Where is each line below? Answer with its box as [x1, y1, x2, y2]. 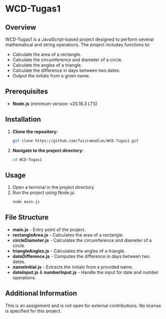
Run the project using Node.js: [12, 189, 75, 196]
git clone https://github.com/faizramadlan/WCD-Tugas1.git [12, 138, 139, 143]
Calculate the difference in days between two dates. [12, 67, 120, 73]
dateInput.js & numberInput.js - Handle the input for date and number [12, 269, 159, 275]
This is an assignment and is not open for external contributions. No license [5, 302, 161, 308]
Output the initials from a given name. [12, 73, 90, 78]
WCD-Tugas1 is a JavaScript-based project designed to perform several [5, 36, 154, 42]
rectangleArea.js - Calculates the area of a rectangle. [12, 232, 124, 238]
